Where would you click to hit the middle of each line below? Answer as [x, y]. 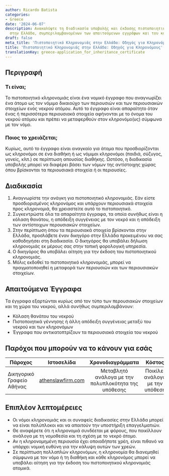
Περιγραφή [24, 72]
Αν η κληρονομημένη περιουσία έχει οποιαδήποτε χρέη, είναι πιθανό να [88, 441]
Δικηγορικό [21, 374]
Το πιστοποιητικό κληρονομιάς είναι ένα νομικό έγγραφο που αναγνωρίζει [83, 98]
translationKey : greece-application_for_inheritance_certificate [75, 52]
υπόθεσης [114, 390]
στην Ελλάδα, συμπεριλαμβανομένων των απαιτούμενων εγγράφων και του [84, 33]
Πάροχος [21, 362]
